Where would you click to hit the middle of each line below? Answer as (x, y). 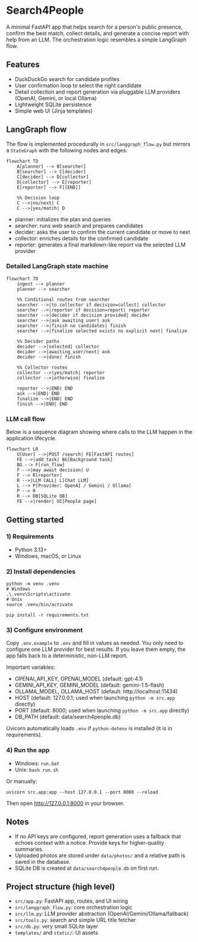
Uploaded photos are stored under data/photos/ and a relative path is (100, 855)
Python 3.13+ (31, 549)
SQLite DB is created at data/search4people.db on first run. (87, 868)
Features (23, 65)
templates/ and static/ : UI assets (56, 933)
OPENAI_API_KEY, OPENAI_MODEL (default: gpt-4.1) (79, 679)
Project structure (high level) (61, 887)
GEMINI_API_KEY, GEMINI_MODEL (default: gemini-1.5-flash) (89, 685)
